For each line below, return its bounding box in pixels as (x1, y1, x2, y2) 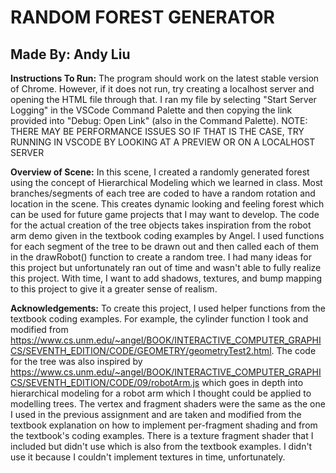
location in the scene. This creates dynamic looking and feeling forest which (10, 198, 325, 210)
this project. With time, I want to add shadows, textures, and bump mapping (10, 272, 323, 284)
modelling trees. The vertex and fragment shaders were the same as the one (10, 398, 326, 410)
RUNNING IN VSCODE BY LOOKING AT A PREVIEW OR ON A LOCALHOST (10, 136, 316, 148)
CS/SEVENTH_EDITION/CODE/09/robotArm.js (10, 377, 200, 388)
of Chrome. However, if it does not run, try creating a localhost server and (10, 83, 315, 95)
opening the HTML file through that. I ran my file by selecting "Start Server (10, 94, 317, 105)
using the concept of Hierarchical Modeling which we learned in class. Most (10, 177, 323, 188)
